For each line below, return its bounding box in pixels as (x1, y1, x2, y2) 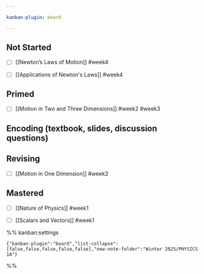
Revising (6, 154, 40, 164)
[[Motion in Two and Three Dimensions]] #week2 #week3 (15, 105, 161, 113)
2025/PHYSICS (164, 246, 199, 252)
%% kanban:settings (6, 229, 59, 236)
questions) (6, 133, 49, 143)
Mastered (6, 188, 44, 199)
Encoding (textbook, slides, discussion (6, 123, 158, 133)
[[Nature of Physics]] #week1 (15, 204, 89, 212)
